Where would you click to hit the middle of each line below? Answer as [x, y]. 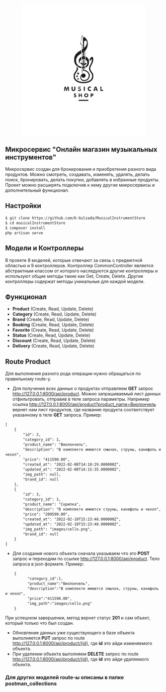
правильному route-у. [28, 379]
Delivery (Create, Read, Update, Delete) [53, 346]
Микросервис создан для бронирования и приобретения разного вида [81, 169]
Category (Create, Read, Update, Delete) [54, 314]
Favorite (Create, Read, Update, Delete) [53, 330]
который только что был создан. [40, 623]
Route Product [28, 362]
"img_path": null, [42, 474]
